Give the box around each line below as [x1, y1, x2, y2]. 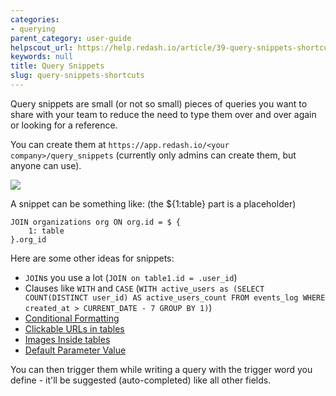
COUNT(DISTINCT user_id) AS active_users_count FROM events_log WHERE [24, 292, 326, 303]
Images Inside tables [24, 333, 111, 345]
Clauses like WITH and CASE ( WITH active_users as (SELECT [24, 282, 265, 294]
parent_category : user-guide [10, 33, 132, 43]
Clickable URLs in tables [24, 322, 125, 335]
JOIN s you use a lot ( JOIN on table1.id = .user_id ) [24, 271, 238, 283]
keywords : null [10, 52, 74, 62]
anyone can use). [10, 159, 82, 171]
